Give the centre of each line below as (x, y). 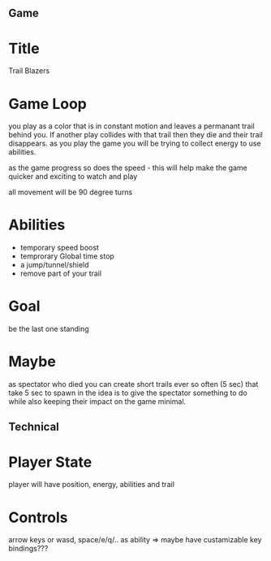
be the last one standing (49, 329)
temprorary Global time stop (67, 256)
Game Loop (47, 104)
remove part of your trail (61, 274)
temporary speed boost (60, 248)
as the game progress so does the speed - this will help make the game (128, 168)
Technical (34, 427)
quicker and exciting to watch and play (73, 176)
